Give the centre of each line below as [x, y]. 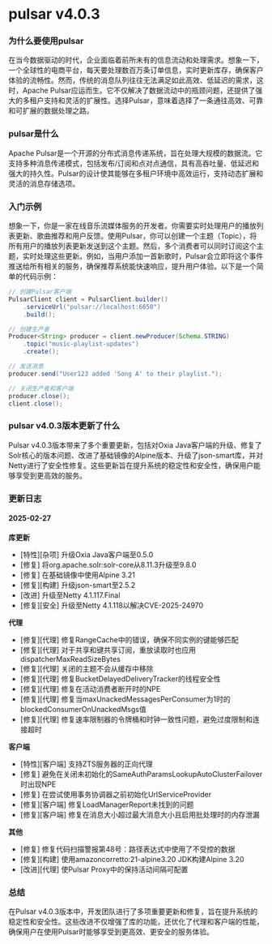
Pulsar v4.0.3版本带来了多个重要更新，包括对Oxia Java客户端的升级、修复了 [135, 445]
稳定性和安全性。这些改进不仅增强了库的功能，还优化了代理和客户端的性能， [136, 922]
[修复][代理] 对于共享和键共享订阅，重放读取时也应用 [108, 650]
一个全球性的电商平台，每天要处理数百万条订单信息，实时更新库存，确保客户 [136, 71]
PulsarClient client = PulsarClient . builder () [88, 299]
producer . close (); [39, 396]
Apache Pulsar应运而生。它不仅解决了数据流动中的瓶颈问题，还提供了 [139, 91]
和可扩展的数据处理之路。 [51, 111]
